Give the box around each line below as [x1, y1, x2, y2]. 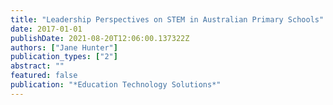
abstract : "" [10, 61, 65, 71]
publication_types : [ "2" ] [10, 52, 118, 62]
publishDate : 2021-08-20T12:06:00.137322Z [10, 33, 190, 43]
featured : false [10, 71, 78, 81]
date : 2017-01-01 [10, 24, 83, 34]
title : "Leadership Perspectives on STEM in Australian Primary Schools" [10, 14, 325, 25]
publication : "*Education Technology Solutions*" [10, 80, 222, 90]
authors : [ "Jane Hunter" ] [10, 42, 118, 53]
